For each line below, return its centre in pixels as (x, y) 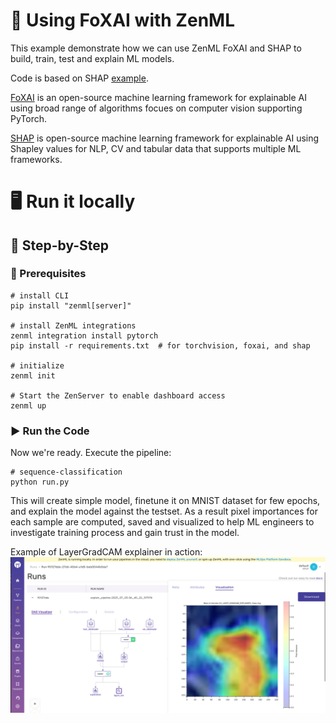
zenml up (28, 405)
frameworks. (36, 159)
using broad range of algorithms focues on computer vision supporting (156, 108)
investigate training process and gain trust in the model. (125, 533)
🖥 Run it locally (73, 201)
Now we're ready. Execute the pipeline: (91, 453)
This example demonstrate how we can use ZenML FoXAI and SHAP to (156, 48)
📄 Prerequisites (48, 274)
